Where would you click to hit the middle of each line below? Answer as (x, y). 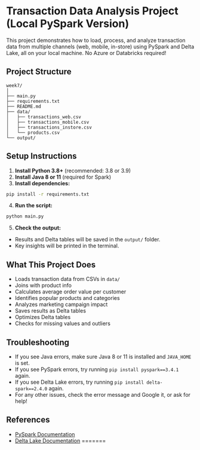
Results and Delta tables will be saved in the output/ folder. (87, 240)
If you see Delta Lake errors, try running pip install (79, 382)
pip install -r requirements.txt (48, 194)
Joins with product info (43, 286)
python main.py (25, 216)
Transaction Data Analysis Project (92, 11)
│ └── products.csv (33, 133)
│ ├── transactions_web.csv (44, 117)
